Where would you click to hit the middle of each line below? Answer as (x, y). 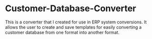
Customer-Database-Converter (71, 9)
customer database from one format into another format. (62, 32)
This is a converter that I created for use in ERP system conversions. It (76, 22)
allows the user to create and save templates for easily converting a (73, 27)
